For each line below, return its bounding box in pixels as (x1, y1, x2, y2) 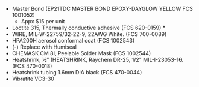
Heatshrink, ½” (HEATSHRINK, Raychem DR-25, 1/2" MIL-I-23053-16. (11, 56, 184, 63)
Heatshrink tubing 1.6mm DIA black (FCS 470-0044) (11, 69, 142, 76)
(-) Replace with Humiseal (11, 43, 77, 50)
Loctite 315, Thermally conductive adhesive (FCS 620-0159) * (11, 24, 166, 31)
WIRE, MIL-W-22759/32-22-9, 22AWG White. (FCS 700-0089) (11, 31, 167, 38)
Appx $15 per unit (21, 18, 65, 25)
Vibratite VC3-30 (11, 75, 54, 82)
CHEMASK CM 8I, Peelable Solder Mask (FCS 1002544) (11, 50, 151, 56)
